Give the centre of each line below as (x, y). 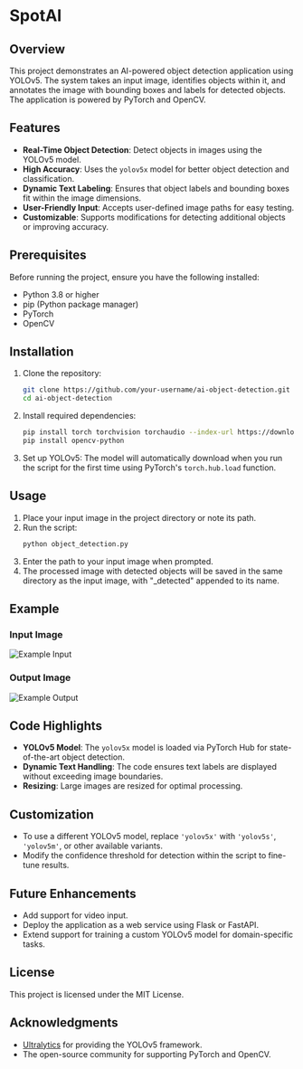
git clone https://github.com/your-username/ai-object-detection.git (156, 390)
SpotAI (36, 16)
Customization (52, 814)
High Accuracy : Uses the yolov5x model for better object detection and (156, 169)
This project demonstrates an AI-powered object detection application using (151, 71)
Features (35, 128)
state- (281, 748)
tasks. (33, 944)
